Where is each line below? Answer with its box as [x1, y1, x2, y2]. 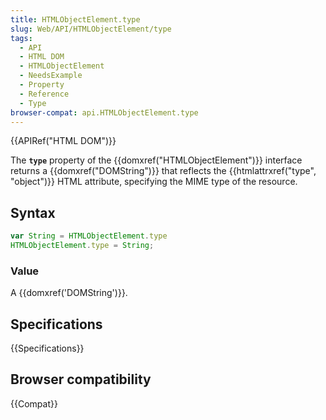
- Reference [19, 89, 70, 99]
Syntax [10, 204, 56, 221]
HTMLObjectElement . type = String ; [10, 241, 155, 251]
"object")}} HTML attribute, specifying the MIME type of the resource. [10, 176, 298, 188]
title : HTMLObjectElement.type [10, 14, 141, 25]
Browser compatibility [10, 371, 152, 388]
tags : [10, 33, 33, 43]
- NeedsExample [19, 71, 83, 81]
